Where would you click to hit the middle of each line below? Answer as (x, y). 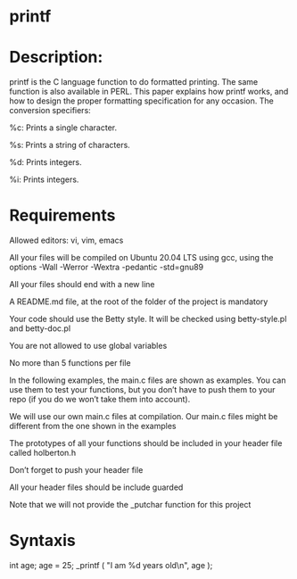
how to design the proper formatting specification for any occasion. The (141, 101)
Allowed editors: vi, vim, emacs (66, 240)
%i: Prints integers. (44, 179)
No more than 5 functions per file (70, 363)
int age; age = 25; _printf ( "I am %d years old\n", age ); (111, 565)
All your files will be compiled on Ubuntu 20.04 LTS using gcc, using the (141, 258)
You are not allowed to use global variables (88, 346)
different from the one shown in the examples (93, 426)
